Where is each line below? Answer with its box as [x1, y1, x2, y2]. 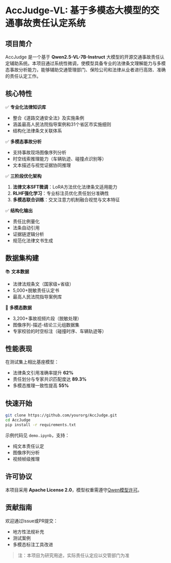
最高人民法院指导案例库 [12, 293, 62, 299]
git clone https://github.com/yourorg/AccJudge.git [5, 413, 117, 418]
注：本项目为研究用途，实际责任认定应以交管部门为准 [17, 552, 130, 558]
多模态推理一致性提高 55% [12, 383, 69, 389]
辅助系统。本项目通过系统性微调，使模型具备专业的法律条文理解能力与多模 [9, 60, 166, 66]
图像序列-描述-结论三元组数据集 [12, 321, 80, 327]
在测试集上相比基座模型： [5, 359, 59, 365]
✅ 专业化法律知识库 [5, 104, 46, 110]
